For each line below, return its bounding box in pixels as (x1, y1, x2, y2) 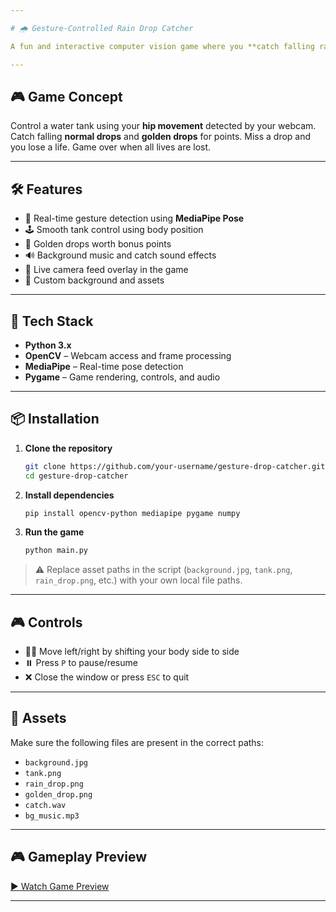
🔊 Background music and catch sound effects (24, 249, 217, 261)
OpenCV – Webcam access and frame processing (24, 349, 232, 361)
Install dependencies (24, 489, 115, 501)
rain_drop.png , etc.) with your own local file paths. (34, 574, 243, 586)
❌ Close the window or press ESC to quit (24, 671, 190, 683)
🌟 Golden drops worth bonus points (24, 238, 172, 250)
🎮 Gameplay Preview (10, 849, 148, 866)
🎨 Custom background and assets (24, 274, 165, 286)
